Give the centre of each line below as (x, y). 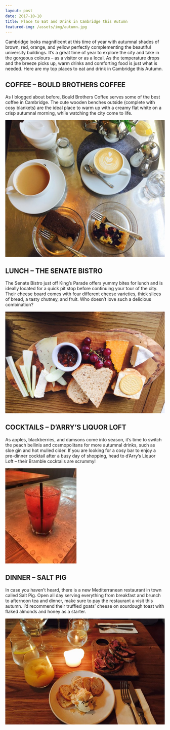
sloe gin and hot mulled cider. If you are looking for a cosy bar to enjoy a (80, 450)
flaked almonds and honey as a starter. (46, 611)
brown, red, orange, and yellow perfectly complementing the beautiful (78, 47)
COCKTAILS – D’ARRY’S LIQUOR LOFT (66, 427)
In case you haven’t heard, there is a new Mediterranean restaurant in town (83, 590)
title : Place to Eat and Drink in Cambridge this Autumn (67, 21)
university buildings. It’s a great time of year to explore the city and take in (82, 53)
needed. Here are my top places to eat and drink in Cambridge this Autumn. (84, 69)
